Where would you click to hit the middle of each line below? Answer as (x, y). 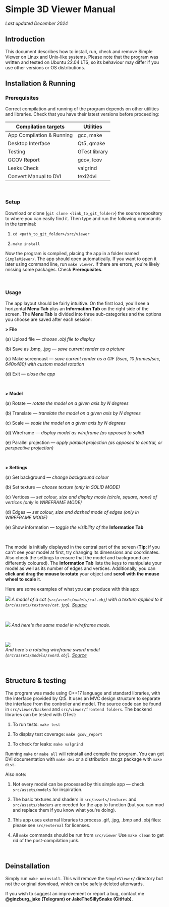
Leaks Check (23, 168)
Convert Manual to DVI (35, 177)
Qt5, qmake (91, 144)
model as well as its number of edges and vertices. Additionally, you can (80, 568)
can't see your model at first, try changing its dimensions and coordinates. (82, 552)
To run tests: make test (36, 724)
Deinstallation (28, 866)
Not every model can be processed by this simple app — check (78, 784)
